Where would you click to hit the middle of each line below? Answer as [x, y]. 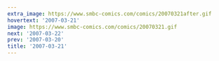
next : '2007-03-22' [36, 33]
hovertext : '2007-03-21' [44, 20]
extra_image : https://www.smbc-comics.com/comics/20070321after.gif [109, 14]
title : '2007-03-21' [38, 46]
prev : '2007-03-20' [36, 40]
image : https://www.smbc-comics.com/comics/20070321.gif [92, 27]
